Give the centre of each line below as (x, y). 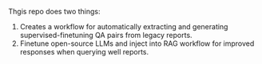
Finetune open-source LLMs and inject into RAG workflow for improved (137, 43)
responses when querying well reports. (84, 52)
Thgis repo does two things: (55, 11)
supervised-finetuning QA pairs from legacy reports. (106, 35)
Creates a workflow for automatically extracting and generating (124, 26)
